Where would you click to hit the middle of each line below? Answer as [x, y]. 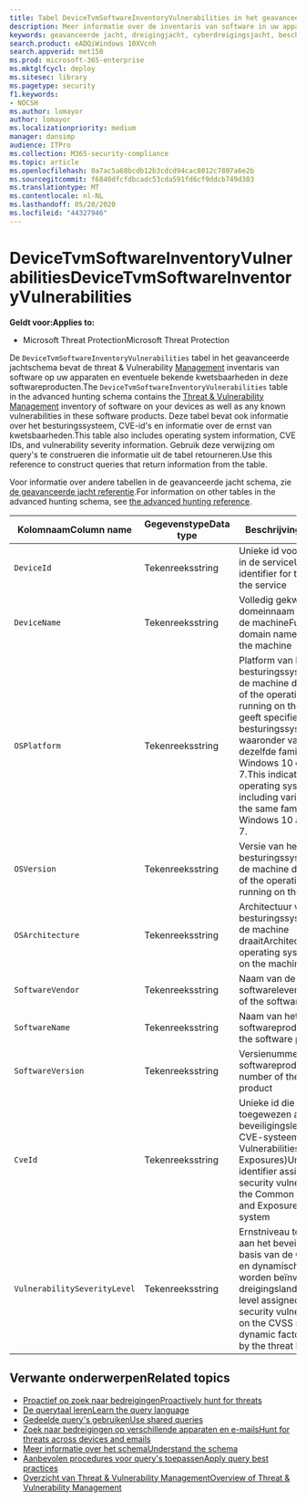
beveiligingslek [270, 1125]
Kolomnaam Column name [75, 529]
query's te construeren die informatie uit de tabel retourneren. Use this [141, 454]
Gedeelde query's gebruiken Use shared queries [112, 1419]
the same [259, 808]
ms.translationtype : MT [55, 188]
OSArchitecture [47, 935]
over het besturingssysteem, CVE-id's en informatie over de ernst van [141, 425]
